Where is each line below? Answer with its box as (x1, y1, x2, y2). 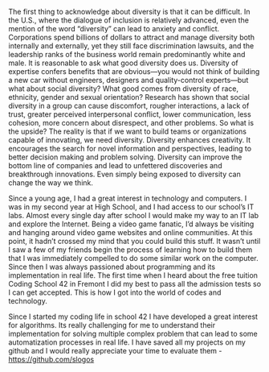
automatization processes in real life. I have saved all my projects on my (8, 337, 247, 347)
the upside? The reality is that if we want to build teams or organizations (8, 126, 247, 136)
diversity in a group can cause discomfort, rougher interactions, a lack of (8, 101, 250, 110)
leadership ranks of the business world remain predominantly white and (8, 50, 246, 59)
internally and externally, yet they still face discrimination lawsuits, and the (8, 41, 255, 51)
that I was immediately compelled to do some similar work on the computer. (8, 254, 259, 262)
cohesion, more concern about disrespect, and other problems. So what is (8, 118, 255, 127)
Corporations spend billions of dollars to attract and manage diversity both (8, 32, 255, 42)
